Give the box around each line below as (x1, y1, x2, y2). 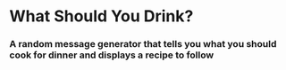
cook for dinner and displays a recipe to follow (9, 49, 214, 61)
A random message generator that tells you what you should (9, 38, 277, 51)
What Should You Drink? (9, 6, 194, 27)
